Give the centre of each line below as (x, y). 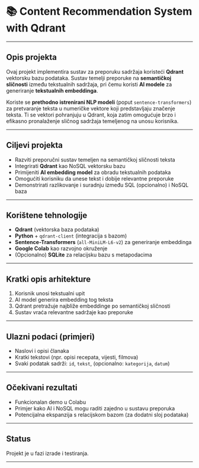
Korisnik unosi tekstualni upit (50, 293)
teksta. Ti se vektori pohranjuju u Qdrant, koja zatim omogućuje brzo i (91, 115)
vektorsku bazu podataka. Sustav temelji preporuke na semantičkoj (89, 78)
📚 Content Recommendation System (99, 12)
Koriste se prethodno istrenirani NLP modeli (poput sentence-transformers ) (99, 102)
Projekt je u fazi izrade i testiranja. (47, 453)
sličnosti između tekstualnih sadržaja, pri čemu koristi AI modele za (89, 84)
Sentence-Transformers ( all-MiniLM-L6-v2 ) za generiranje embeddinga (103, 242)
